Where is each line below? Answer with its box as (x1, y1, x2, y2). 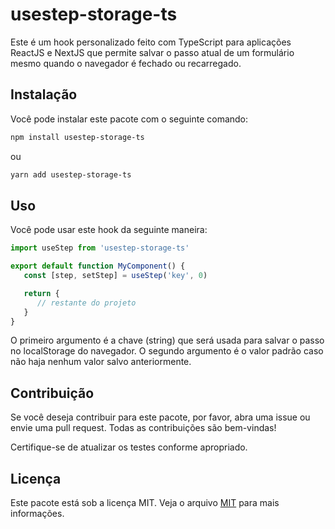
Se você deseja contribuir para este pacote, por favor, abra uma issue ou (10, 411, 311, 423)
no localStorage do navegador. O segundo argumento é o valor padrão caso (10, 345, 324, 357)
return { (23, 288, 60, 298)
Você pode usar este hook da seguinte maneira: (10, 224, 208, 236)
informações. (10, 508, 65, 520)
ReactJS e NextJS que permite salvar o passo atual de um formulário (10, 46, 295, 58)
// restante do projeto (36, 298, 137, 308)
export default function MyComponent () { (10, 261, 186, 272)
